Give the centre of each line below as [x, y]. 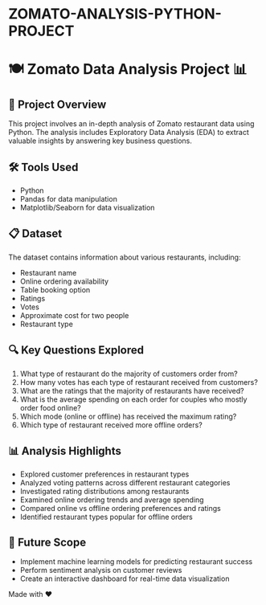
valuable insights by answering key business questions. [100, 141]
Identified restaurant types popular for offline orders [106, 517]
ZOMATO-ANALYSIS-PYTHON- [115, 14]
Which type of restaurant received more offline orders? [111, 425]
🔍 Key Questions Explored [76, 350]
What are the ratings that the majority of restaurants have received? [132, 390]
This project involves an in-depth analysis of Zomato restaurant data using [131, 124]
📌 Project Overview [57, 104]
